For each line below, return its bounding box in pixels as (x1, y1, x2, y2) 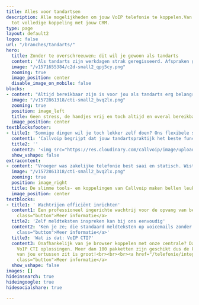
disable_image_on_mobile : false (11, 81, 92, 87)
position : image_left (11, 108, 65, 114)
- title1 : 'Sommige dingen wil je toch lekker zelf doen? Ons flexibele (6, 130, 190, 136)
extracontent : (6, 158, 41, 164)
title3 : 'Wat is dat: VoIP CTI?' (11, 235, 94, 241)
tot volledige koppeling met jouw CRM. (11, 20, 110, 26)
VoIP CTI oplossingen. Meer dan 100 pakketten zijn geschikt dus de (17, 246, 190, 252)
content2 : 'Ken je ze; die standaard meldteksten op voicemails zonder (11, 224, 192, 230)
